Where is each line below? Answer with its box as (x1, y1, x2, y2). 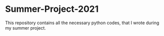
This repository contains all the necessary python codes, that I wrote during (5, 20, 160, 26)
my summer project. (5, 25, 46, 31)
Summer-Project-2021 (5, 3, 99, 15)
